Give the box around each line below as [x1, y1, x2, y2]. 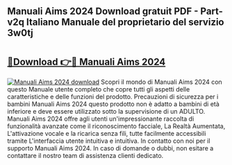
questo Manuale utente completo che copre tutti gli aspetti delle [7, 85, 190, 93]
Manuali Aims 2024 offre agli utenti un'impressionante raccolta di [7, 114, 194, 123]
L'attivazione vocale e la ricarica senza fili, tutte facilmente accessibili [7, 130, 206, 137]
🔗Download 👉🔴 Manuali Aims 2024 [7, 55, 166, 68]
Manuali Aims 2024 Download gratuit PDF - [7, 6, 199, 17]
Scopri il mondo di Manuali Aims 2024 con [100, 78, 222, 86]
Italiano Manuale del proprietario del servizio [26, 17, 224, 28]
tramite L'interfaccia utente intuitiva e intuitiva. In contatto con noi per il [7, 137, 210, 145]
